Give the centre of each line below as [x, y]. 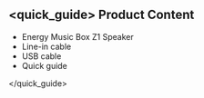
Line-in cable [46, 46]
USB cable [41, 56]
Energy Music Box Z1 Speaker [77, 36]
